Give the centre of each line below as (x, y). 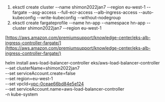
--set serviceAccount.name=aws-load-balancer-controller (65, 89)
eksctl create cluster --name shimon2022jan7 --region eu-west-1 (79, 7)
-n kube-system (22, 94)
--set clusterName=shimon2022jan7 (43, 68)
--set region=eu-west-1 (29, 79)
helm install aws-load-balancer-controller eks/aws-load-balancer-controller (82, 63)
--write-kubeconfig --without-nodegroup (79, 17)
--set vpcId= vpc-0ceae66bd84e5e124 (45, 84)
